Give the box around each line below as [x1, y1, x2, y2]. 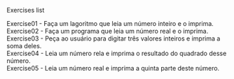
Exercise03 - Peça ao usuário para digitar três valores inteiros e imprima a [6, 34, 221, 43]
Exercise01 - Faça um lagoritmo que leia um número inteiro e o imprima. [6, 20, 214, 27]
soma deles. [6, 42, 42, 50]
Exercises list [6, 6, 45, 14]
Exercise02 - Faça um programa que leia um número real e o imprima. [6, 27, 209, 35]
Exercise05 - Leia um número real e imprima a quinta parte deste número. [6, 64, 220, 72]
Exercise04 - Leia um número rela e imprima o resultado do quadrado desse [6, 49, 227, 57]
